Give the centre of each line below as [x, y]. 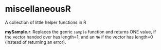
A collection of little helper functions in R [46, 22]
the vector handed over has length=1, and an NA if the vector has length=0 [79, 37]
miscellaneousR [38, 9]
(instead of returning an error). [36, 42]
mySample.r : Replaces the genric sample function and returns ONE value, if [80, 32]
